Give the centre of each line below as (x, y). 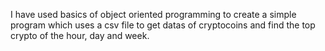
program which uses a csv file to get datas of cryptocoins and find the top (163, 25)
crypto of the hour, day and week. (80, 35)
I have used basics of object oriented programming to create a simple (153, 14)
